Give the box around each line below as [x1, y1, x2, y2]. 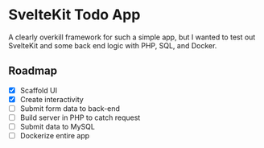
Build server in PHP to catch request [19, 113, 141, 122]
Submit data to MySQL [19, 122, 95, 131]
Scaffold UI [19, 85, 58, 95]
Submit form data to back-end [19, 103, 121, 113]
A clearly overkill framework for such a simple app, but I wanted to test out [8, 32, 256, 42]
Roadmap [8, 64, 58, 78]
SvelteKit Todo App [8, 6, 141, 24]
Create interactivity [19, 94, 85, 104]
